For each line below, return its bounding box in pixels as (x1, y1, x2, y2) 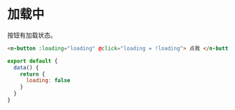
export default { (7, 57, 58, 64)
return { (20, 71, 46, 78)
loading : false (25, 77, 71, 84)
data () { (13, 64, 39, 71)
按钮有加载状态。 (7, 31, 57, 39)
